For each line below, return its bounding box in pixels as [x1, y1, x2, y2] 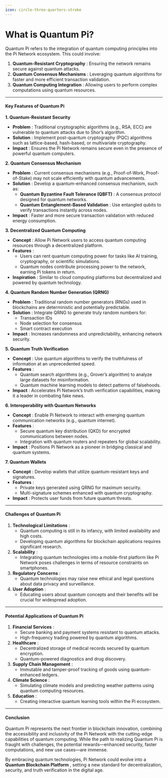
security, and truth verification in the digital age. [5, 767, 104, 773]
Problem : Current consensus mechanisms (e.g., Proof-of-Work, [12, 169, 145, 175]
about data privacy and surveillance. [19, 580, 95, 586]
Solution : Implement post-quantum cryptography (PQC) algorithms [12, 134, 152, 140]
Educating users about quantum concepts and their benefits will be [19, 591, 158, 597]
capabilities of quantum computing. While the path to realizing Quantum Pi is [5, 736, 163, 742]
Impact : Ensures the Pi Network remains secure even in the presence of [12, 145, 162, 151]
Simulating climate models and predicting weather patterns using [19, 682, 154, 688]
